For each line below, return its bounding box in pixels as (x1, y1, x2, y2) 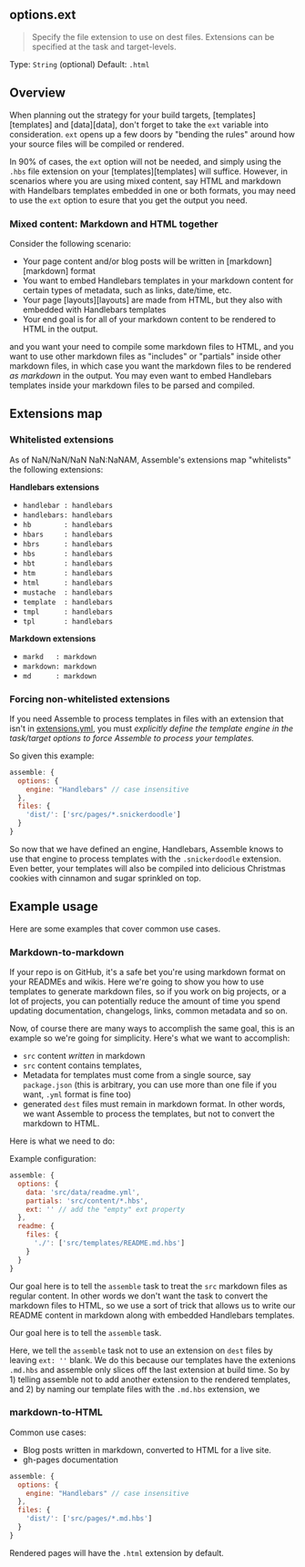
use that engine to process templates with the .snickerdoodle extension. (9, 853, 281, 864)
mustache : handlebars (22, 587, 114, 597)
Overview (9, 86, 66, 101)
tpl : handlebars (22, 616, 114, 626)
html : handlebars (22, 578, 114, 587)
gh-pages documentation (22, 1454, 118, 1465)
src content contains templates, (22, 1060, 143, 1071)
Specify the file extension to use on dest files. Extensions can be (31, 31, 275, 42)
